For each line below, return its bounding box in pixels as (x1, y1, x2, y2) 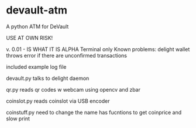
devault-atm (6, 4, 67, 17)
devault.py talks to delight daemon (6, 75, 90, 82)
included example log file (6, 63, 67, 70)
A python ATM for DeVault (6, 23, 69, 30)
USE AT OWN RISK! (6, 34, 53, 41)
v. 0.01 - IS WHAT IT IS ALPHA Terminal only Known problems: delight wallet (6, 45, 190, 53)
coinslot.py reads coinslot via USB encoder (6, 97, 110, 105)
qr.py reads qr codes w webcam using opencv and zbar (6, 86, 140, 93)
